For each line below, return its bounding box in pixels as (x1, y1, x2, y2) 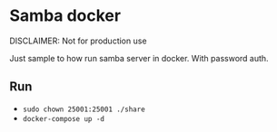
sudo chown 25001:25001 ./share (22, 105, 145, 114)
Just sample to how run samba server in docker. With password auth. (9, 52, 270, 63)
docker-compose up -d (22, 114, 104, 123)
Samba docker (9, 5, 121, 26)
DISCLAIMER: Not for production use (9, 35, 147, 46)
